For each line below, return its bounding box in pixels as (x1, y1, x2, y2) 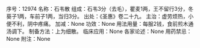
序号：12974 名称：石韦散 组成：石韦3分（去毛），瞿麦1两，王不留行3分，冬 (6, 5, 194, 12)
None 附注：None (6, 35, 51, 42)
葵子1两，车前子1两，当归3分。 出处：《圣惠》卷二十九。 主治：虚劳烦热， (6, 13, 189, 20)
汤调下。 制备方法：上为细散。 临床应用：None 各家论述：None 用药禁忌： (6, 28, 192, 35)
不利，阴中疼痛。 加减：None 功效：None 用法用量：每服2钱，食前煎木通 (11, 20, 194, 27)
